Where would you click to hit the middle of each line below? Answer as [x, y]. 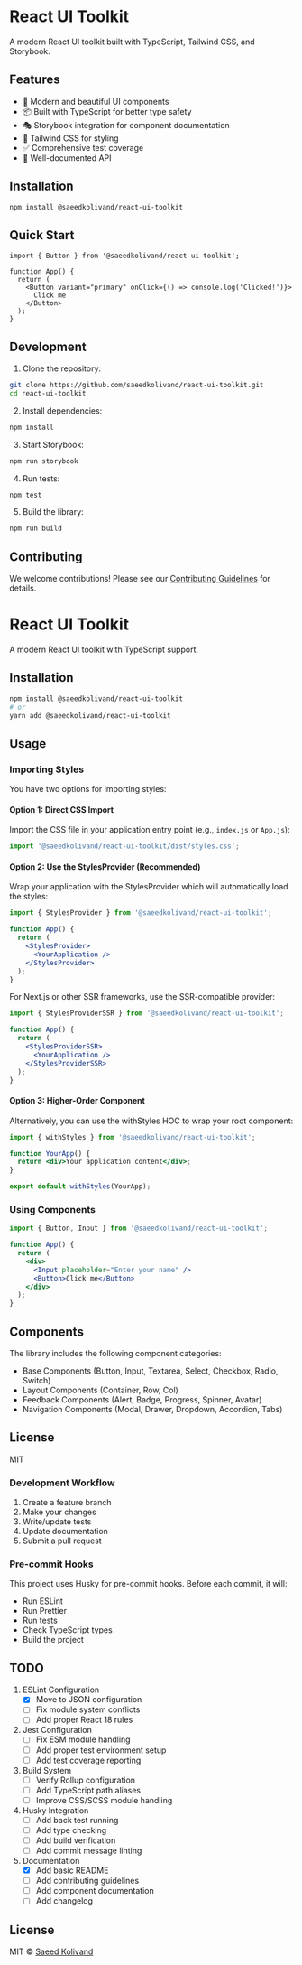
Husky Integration [55, 1810]
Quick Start [42, 235]
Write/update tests [57, 1522]
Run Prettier [45, 1611]
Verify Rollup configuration [86, 1780]
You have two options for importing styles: [88, 789]
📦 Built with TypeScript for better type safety [107, 111]
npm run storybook [44, 461]
